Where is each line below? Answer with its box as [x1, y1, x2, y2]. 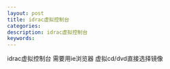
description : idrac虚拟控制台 [7, 28, 88, 36]
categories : [7, 22, 41, 29]
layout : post [7, 9, 44, 17]
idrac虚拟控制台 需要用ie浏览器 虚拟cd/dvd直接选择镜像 [7, 55, 163, 63]
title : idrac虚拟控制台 [7, 16, 70, 23]
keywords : [7, 35, 36, 42]
